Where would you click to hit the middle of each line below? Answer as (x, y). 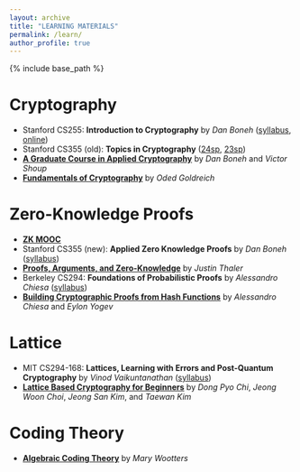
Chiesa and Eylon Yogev (68, 307)
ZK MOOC (41, 239)
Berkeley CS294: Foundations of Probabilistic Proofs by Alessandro (150, 278)
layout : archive (40, 18)
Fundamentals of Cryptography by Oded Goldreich (118, 178)
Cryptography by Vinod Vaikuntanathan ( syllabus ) (117, 378)
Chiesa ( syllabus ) (55, 287)
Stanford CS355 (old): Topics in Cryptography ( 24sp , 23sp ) (134, 149)
